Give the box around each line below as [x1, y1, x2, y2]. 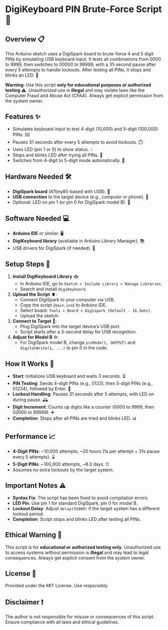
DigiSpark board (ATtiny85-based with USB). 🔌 [12, 188, 111, 194]
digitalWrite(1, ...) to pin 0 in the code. [20, 345, 108, 351]
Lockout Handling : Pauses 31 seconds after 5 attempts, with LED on [12, 391, 154, 397]
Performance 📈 [5, 432, 56, 441]
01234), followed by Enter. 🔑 [12, 386, 71, 392]
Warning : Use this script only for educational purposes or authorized [5, 82, 151, 88]
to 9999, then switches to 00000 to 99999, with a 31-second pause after [5, 61, 156, 67]
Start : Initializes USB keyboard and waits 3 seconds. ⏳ [12, 373, 126, 379]
